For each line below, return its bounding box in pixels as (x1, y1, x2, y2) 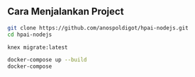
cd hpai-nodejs (7, 31, 52, 38)
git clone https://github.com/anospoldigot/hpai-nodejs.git (7, 24, 189, 31)
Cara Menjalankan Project (7, 6, 124, 18)
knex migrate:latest (7, 44, 69, 51)
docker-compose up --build (7, 57, 87, 64)
